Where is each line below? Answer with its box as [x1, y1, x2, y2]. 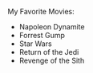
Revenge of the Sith [18, 56, 85, 65]
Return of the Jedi [18, 48, 79, 56]
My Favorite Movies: [7, 7, 75, 16]
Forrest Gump [18, 31, 66, 40]
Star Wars [18, 39, 53, 48]
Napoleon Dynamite [18, 22, 85, 31]
